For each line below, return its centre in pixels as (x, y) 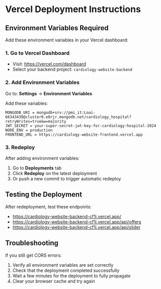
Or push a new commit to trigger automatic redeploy (67, 179)
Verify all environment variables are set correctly (63, 265)
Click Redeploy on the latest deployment (55, 173)
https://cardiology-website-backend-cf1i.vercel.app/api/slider (76, 227)
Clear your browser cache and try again (54, 281)
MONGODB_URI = (20, 112)
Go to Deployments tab (37, 168)
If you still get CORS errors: (33, 255)
